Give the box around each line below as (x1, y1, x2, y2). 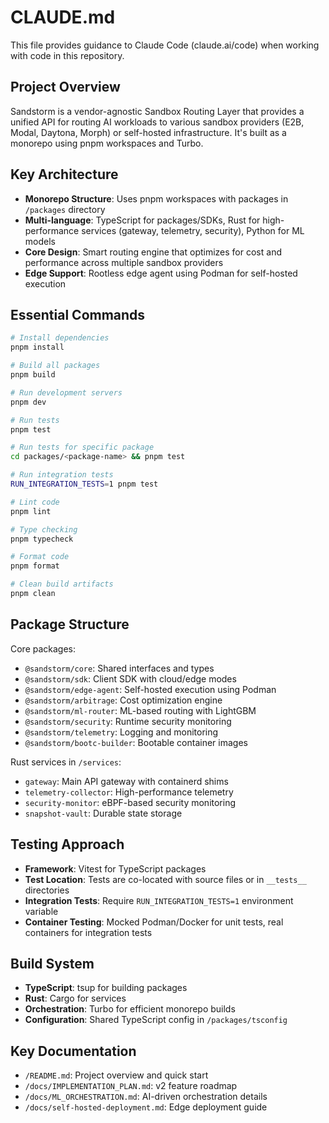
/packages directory (24, 203, 106, 215)
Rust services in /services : (10, 756, 122, 768)
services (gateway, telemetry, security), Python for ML (81, 224, 305, 236)
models (24, 235, 56, 247)
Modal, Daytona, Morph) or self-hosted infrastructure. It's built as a (10, 126, 287, 138)
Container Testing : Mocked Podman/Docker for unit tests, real (24, 916, 284, 928)
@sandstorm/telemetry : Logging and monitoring (24, 726, 219, 738)
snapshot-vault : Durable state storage (24, 807, 183, 819)
